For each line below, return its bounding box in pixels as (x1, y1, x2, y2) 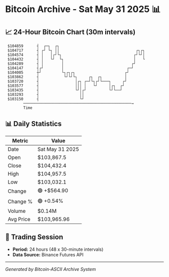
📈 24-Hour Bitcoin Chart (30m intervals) (5, 28, 136, 36)
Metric (12, 137, 29, 144)
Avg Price (8, 215, 31, 223)
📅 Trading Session (5, 233, 63, 242)
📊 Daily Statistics (5, 120, 62, 128)
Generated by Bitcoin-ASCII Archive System (5, 266, 96, 272)
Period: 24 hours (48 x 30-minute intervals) (12, 246, 104, 252)
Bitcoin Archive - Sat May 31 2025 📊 (5, 4, 161, 15)
